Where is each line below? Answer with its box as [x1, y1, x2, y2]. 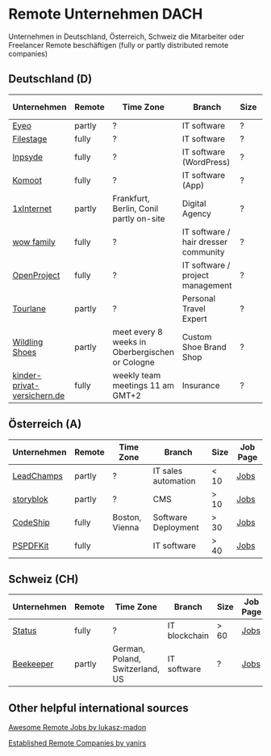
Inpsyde [12, 151, 43, 163]
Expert [181, 313, 207, 324]
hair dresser [181, 236, 228, 247]
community [181, 246, 225, 257]
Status [12, 625, 37, 636]
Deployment [152, 522, 199, 533]
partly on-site [112, 213, 165, 224]
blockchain [167, 630, 210, 641]
